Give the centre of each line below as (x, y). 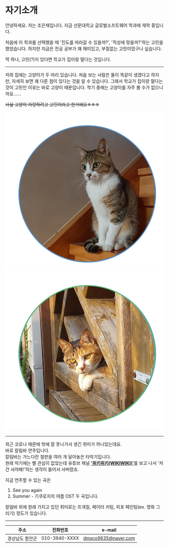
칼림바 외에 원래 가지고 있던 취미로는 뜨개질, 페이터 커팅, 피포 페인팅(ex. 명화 (80, 507)
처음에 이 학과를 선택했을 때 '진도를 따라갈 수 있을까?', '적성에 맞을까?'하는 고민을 (84, 42)
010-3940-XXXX (60, 538)
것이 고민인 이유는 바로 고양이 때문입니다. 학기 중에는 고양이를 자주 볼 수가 (77, 87)
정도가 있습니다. (31, 513)
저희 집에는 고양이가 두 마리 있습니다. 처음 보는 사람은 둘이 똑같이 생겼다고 (77, 75)
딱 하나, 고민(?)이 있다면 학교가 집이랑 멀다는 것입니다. (58, 59)
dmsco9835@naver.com (109, 538)
